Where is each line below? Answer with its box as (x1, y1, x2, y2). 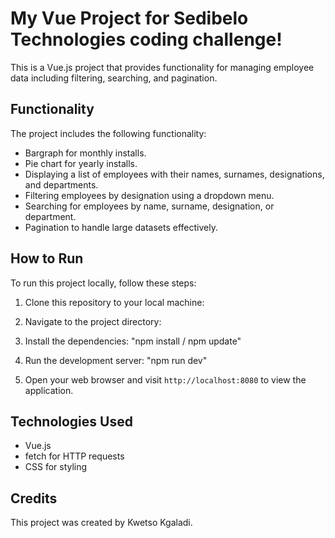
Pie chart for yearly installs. (24, 157, 138, 169)
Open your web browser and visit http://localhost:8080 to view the (24, 373, 307, 386)
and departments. (24, 178, 99, 191)
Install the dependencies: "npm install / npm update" (24, 335, 242, 347)
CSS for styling (24, 461, 88, 473)
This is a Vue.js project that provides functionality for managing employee (10, 61, 315, 73)
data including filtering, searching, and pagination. (10, 72, 218, 84)
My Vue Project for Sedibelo (10, 7, 249, 30)
